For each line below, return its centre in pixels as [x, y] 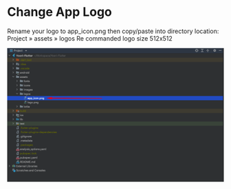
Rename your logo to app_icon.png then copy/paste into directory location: [113, 31]
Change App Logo [59, 12]
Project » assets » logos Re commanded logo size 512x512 [90, 38]
